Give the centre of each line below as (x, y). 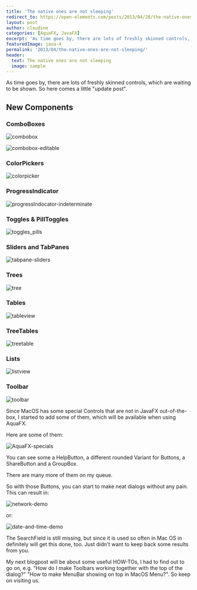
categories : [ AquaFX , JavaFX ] (43, 33)
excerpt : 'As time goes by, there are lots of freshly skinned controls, (98, 39)
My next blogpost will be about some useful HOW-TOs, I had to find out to (95, 562)
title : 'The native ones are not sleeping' (60, 11)
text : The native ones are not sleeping (61, 60)
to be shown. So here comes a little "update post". (67, 89)
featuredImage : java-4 (34, 45)
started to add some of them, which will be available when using (98, 417)
